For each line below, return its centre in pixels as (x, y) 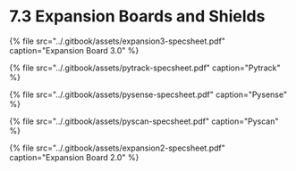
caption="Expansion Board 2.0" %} (74, 157)
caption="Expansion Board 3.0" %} (74, 50)
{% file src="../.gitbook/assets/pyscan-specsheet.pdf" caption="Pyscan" (144, 121)
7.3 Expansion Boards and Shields (137, 16)
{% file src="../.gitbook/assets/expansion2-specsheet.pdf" (118, 148)
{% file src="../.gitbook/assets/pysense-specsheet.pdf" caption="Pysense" (148, 94)
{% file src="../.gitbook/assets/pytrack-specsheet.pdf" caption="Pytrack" (145, 68)
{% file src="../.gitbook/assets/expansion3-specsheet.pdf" (118, 41)
